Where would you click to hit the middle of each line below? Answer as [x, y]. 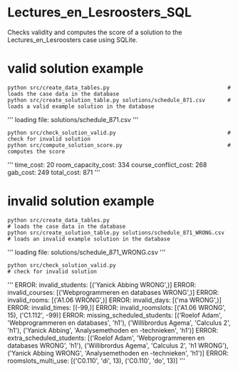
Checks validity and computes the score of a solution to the [95, 32]
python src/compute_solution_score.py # [119, 145]
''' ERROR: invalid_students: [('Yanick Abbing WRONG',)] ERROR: [102, 285]
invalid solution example [81, 201]
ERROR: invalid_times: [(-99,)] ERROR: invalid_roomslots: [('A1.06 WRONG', [117, 307]
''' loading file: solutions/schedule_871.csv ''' [73, 119]
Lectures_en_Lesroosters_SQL [100, 12]
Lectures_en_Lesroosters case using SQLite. [73, 39]
